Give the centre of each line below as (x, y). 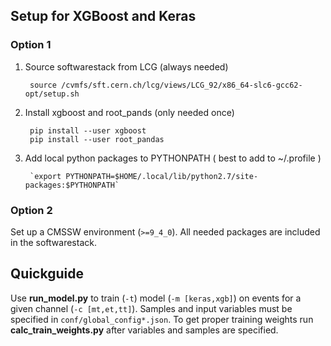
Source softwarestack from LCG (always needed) (126, 66)
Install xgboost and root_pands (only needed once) (129, 112)
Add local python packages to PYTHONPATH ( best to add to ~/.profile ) (173, 158)
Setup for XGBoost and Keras (103, 16)
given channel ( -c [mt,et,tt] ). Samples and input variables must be (151, 308)
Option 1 (31, 45)
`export (45, 176)
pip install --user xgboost (88, 130)
